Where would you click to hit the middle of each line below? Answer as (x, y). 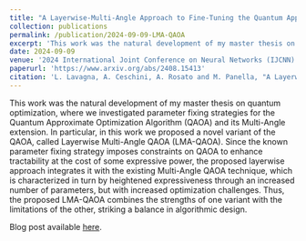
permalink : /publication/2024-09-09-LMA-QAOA (97, 35)
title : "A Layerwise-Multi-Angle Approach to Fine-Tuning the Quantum (146, 18)
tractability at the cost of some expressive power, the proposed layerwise (147, 161)
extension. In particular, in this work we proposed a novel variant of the (143, 132)
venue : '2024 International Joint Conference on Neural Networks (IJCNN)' (154, 60)
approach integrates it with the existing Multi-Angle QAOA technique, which (151, 170)
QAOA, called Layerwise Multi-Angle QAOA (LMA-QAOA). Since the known (149, 141)
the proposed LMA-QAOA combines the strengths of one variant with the (146, 199)
